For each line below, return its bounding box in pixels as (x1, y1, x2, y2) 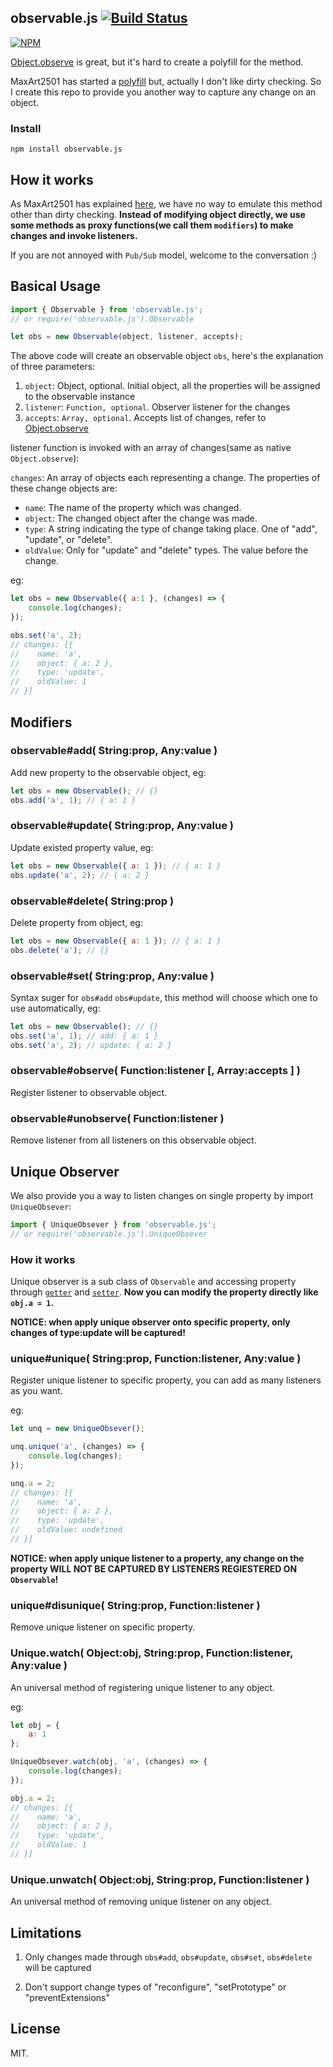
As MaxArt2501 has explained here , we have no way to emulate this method (10, 197, 323, 210)
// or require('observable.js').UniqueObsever (10, 1229, 208, 1239)
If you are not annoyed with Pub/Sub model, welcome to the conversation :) (10, 249, 318, 261)
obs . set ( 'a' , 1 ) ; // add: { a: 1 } (10, 1031, 159, 1041)
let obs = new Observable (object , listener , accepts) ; (10, 332, 244, 342)
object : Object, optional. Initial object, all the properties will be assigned (24, 380, 321, 392)
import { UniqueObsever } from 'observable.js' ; (10, 1219, 217, 1230)
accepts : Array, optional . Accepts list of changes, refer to (24, 412, 267, 424)
